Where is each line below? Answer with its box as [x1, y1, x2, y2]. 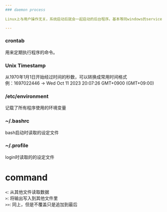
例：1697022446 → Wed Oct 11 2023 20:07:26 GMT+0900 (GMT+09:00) [5, 80, 154, 86]
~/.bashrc [5, 117, 30, 124]
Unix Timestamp [5, 62, 46, 69]
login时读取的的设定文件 [5, 154, 55, 160]
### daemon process [5, 7, 46, 12]
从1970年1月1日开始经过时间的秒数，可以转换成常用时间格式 [5, 74, 128, 80]
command [5, 172, 48, 183]
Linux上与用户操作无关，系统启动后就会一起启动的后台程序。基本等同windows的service [5, 16, 163, 21]
